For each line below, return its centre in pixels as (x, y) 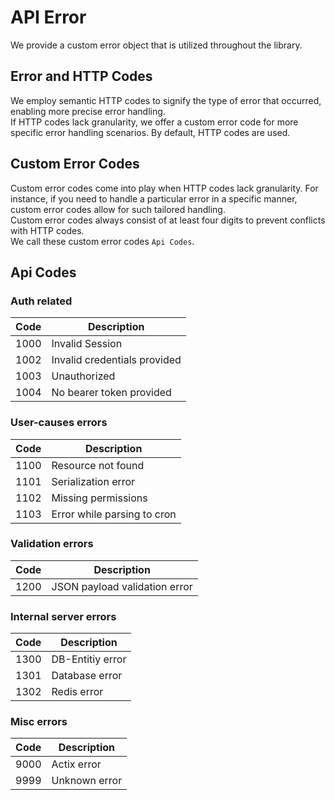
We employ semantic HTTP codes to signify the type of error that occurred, (166, 100)
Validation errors (52, 544)
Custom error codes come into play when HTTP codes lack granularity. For (164, 188)
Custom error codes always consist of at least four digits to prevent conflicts (168, 220)
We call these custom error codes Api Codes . (102, 241)
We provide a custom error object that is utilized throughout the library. (156, 45)
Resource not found (98, 465)
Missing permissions (99, 498)
